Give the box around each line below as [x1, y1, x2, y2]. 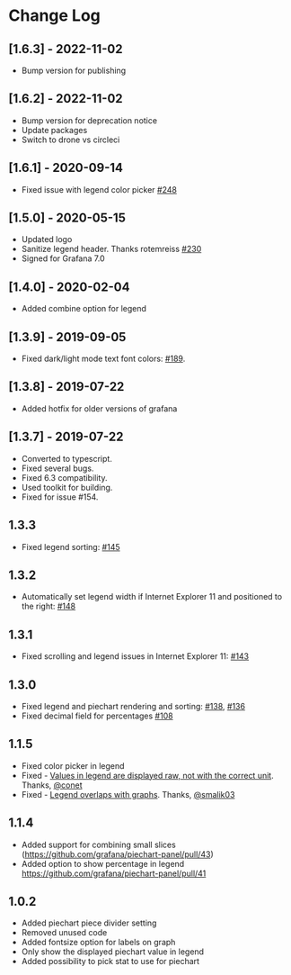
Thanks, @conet [21, 780, 83, 790]
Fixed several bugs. [21, 463, 94, 474]
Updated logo [21, 234, 73, 245]
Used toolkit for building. [21, 482, 113, 492]
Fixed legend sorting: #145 [21, 541, 120, 552]
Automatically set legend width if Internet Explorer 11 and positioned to [21, 591, 283, 602]
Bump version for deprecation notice [21, 114, 158, 126]
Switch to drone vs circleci [21, 134, 120, 145]
